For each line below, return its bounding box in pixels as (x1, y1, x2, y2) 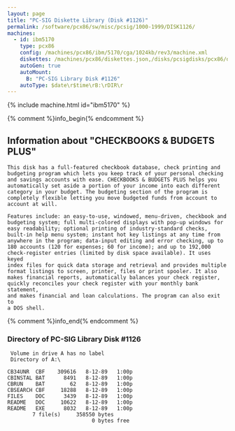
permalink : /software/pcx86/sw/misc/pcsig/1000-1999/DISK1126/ (7, 23, 196, 30)
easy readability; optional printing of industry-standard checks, (7, 225, 208, 233)
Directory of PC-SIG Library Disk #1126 (7, 334, 141, 344)
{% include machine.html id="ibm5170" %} (7, 101, 131, 109)
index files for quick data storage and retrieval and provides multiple (7, 262, 227, 269)
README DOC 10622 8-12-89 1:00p (7, 399, 133, 406)
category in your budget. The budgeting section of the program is (7, 189, 208, 196)
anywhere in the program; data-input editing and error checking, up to (7, 238, 224, 244)
